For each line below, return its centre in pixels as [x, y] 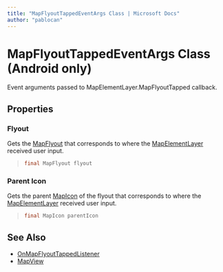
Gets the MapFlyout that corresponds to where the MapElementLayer [105, 144]
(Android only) [50, 68]
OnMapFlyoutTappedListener [58, 253]
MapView [30, 261]
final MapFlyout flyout [58, 163]
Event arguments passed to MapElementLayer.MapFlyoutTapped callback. [113, 87]
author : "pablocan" [35, 20]
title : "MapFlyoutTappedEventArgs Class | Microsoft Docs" [94, 13]
